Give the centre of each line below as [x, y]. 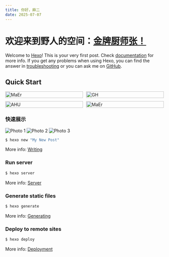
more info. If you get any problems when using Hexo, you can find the [77, 61]
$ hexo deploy [20, 240]
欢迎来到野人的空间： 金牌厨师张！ [76, 41]
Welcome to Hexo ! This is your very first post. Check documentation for [79, 56]
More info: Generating [28, 216]
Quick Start [23, 82]
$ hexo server [20, 173]
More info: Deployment [29, 249]
